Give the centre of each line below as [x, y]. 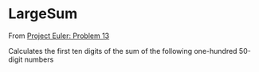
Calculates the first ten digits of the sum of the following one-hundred [123, 51]
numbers [39, 59]
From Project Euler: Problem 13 [59, 36]
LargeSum [43, 14]
